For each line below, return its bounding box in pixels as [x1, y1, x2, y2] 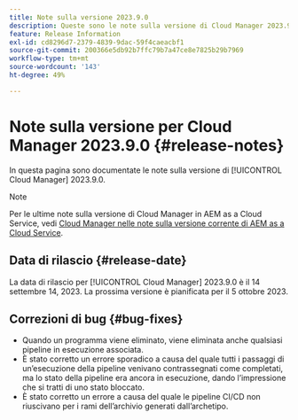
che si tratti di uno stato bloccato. [21, 382, 145, 393]
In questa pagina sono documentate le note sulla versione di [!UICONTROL [9, 165, 282, 175]
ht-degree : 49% [9, 71, 66, 80]
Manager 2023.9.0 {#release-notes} [9, 135, 285, 155]
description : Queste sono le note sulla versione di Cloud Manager [9, 21, 264, 30]
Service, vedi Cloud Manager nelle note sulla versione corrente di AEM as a [9, 218, 285, 229]
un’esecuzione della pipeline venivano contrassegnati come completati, [21, 363, 284, 374]
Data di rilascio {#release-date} [9, 253, 187, 268]
